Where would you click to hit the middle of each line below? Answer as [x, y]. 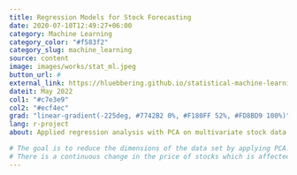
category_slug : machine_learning [71, 50]
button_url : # [35, 75]
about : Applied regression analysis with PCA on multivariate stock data [148, 133]
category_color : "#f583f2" [59, 42]
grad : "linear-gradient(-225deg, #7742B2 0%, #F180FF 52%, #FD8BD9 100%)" [150, 116]
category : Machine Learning [61, 34]
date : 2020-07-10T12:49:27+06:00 [71, 26]
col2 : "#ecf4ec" [39, 108]
